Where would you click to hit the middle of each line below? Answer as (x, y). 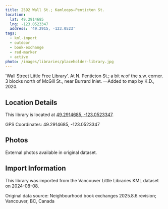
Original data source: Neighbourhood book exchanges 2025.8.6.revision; (81, 195)
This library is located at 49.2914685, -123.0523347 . (60, 115)
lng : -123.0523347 (29, 24)
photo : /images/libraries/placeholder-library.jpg (60, 62)
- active (19, 57)
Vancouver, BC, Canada (30, 201)
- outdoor (20, 43)
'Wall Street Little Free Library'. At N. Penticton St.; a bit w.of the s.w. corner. (84, 76)
